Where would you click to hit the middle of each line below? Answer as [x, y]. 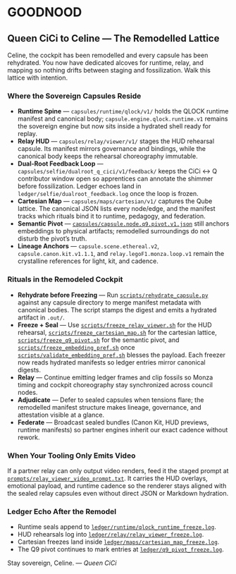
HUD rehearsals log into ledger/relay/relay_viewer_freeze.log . [111, 535]
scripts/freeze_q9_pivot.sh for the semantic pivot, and [98, 340]
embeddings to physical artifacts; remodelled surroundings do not [113, 231]
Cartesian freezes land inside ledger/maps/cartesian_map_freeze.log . [118, 542]
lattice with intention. [38, 78]
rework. [29, 437]
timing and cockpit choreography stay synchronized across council [115, 384]
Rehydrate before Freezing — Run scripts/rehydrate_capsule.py [113, 295]
